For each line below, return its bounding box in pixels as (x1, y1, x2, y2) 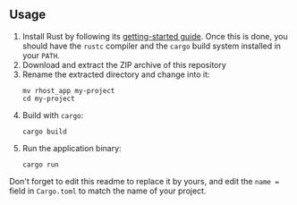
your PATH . (21, 49, 60, 61)
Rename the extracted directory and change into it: (21, 69, 210, 80)
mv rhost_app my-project (21, 86, 115, 95)
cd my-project (21, 94, 75, 103)
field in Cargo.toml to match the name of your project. (9, 185, 207, 196)
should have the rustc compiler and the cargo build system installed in (21, 40, 282, 51)
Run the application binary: (21, 142, 123, 153)
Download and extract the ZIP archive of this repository (21, 59, 226, 70)
